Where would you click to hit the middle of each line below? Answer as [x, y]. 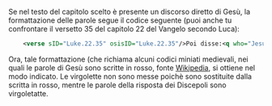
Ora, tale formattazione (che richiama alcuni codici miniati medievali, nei [128, 59]
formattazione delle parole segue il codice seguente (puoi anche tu [120, 20]
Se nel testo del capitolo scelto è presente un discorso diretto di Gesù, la [130, 12]
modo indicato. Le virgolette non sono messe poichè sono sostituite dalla [130, 76]
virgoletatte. [28, 93]
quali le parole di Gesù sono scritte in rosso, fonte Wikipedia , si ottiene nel [132, 67]
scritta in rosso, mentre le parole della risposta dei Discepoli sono [117, 85]
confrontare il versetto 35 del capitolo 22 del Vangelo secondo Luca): [124, 29]
